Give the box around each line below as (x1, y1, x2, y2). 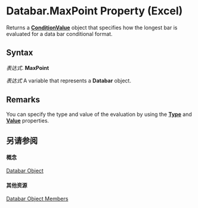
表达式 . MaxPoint (6, 64, 49, 71)
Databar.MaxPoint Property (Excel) (6, 4, 183, 18)
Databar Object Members (6, 195, 69, 203)
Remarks (6, 94, 41, 105)
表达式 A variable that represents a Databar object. (6, 77, 131, 84)
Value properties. (6, 117, 49, 124)
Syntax (6, 48, 33, 58)
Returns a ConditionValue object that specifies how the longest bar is (6, 24, 178, 31)
